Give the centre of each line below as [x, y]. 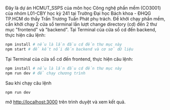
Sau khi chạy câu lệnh [29, 83]
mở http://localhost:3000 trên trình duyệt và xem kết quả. [66, 102]
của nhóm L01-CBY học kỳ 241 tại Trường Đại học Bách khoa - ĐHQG [78, 13]
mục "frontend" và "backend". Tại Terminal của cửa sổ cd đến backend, [81, 30]
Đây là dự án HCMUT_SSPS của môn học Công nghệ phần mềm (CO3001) [83, 8]
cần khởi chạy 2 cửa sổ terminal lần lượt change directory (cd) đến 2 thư [81, 24]
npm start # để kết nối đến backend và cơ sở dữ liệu [69, 49]
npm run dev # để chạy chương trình [45, 73]
